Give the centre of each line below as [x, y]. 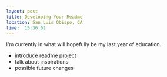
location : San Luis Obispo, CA [44, 22]
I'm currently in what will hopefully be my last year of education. [84, 44]
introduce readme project [45, 55]
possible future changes [44, 68]
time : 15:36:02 [26, 28]
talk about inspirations [41, 62]
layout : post [22, 11]
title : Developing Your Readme [44, 17]
